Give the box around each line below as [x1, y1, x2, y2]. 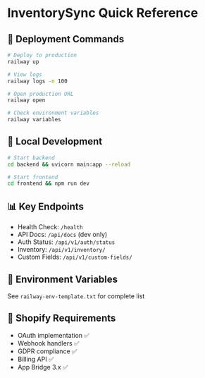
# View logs [7, 71, 42, 78]
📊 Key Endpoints [7, 200, 85, 212]
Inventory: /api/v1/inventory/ [17, 245, 106, 254]
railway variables [7, 116, 61, 123]
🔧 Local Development [7, 135, 103, 147]
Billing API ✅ [17, 355, 54, 363]
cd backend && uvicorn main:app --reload [7, 161, 131, 168]
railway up [7, 58, 39, 65]
